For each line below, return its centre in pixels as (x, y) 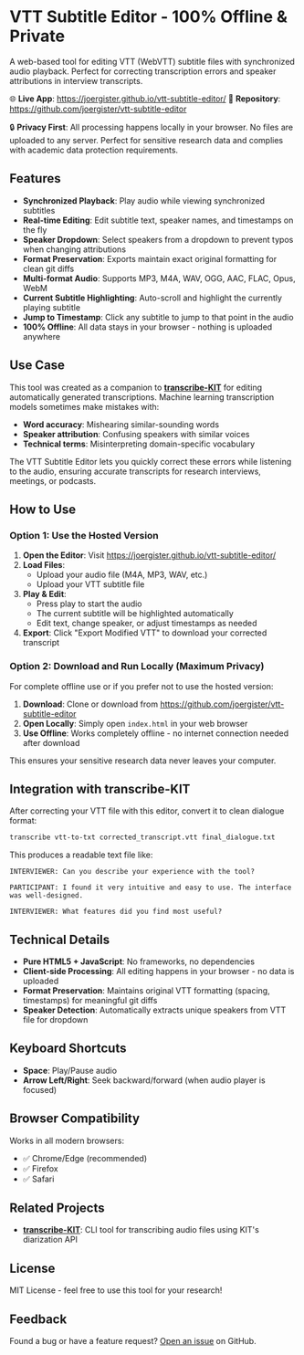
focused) (40, 1089)
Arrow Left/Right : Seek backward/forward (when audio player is (144, 1080)
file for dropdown (55, 1020)
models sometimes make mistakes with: (84, 406)
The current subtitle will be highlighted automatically (135, 614)
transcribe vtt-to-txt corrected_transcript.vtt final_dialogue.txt (142, 837)
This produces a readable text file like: (81, 855)
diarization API (50, 1240)
